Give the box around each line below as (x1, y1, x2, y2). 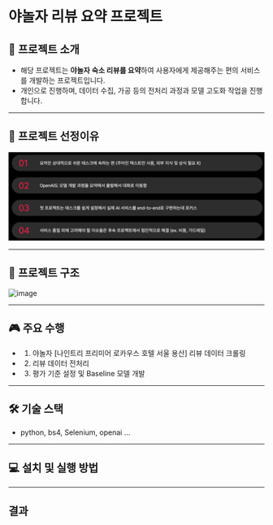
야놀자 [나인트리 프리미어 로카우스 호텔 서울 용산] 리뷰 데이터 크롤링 (32, 348, 246, 358)
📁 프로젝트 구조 (8, 266, 80, 280)
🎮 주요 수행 (8, 322, 65, 336)
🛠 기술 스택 (8, 402, 63, 416)
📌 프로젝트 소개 (8, 42, 80, 56)
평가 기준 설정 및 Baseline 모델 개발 (32, 368, 145, 378)
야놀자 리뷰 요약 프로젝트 (8, 7, 163, 26)
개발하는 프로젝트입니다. (28, 76, 106, 85)
